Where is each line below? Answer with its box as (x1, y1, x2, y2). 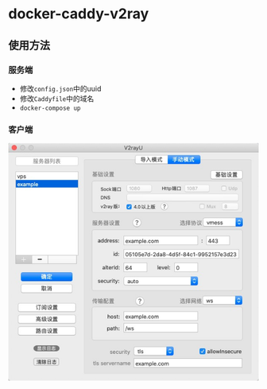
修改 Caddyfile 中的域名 (19, 93, 95, 103)
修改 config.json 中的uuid (19, 84, 102, 93)
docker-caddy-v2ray (8, 5, 149, 23)
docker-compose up (19, 104, 81, 112)
